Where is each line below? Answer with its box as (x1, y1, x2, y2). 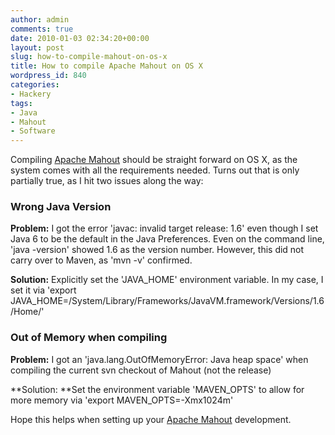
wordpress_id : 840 (10, 71, 87, 81)
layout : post (10, 42, 65, 53)
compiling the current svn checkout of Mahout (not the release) (10, 364, 272, 376)
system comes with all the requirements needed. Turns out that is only (10, 164, 300, 176)
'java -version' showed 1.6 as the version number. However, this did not (10, 244, 305, 256)
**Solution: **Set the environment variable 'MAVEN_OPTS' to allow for (10, 383, 305, 395)
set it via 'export (10, 284, 77, 296)
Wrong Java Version (10, 200, 112, 214)
